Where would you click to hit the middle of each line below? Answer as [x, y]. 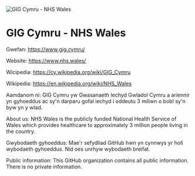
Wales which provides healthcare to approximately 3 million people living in [97, 125]
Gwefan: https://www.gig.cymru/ [46, 49]
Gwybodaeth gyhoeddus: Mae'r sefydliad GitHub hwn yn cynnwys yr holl [95, 142]
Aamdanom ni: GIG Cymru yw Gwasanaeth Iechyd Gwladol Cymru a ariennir [98, 95]
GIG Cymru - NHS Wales [66, 33]
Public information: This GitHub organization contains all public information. [97, 160]
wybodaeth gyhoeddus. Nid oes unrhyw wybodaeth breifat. [78, 149]
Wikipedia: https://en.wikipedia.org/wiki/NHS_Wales [69, 83]
